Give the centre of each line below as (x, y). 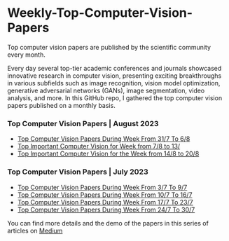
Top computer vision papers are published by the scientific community (109, 47)
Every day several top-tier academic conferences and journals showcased (114, 68)
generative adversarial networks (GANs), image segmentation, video (106, 90)
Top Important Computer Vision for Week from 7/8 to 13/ (99, 146)
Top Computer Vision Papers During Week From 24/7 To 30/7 (106, 209)
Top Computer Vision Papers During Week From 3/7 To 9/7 (102, 187)
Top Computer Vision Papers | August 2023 (83, 123)
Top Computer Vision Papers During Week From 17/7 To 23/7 (105, 202)
